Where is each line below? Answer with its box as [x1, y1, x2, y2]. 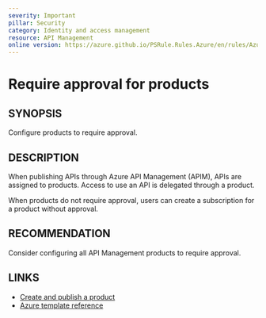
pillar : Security [8, 19, 66, 27]
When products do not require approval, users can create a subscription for [8, 195, 255, 205]
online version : [8, 41, 62, 49]
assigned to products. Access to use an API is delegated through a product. [8, 180, 255, 190]
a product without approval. [8, 204, 99, 213]
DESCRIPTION [8, 151, 79, 164]
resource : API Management [8, 33, 93, 42]
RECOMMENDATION [8, 227, 111, 240]
